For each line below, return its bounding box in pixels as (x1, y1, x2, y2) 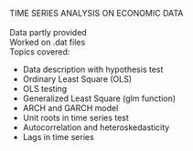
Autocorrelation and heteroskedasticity (22, 122, 170, 133)
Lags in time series (22, 132, 94, 142)
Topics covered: (9, 46, 70, 57)
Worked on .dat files (9, 36, 86, 47)
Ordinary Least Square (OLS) (22, 74, 133, 85)
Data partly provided (9, 27, 87, 37)
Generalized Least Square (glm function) (22, 93, 177, 104)
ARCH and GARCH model (22, 103, 119, 113)
